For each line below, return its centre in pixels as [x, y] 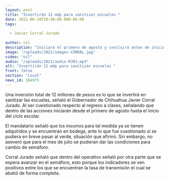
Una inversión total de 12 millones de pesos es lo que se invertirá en [75, 94]
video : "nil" [19, 57]
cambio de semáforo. [27, 147]
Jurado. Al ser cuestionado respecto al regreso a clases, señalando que [80, 105]
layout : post [19, 10]
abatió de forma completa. [33, 173]
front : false [19, 71]
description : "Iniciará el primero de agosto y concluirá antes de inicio [85, 47]
